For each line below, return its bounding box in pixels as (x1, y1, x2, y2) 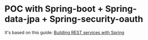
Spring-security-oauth (49, 13, 143, 25)
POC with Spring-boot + (4, 3, 104, 14)
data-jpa (4, 13, 40, 25)
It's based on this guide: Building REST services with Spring (4, 29, 125, 35)
